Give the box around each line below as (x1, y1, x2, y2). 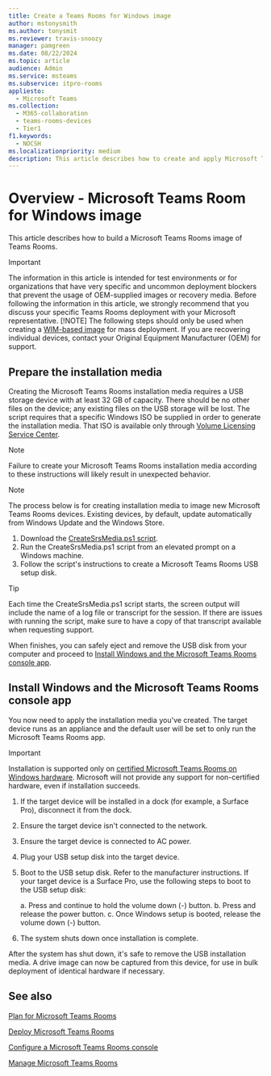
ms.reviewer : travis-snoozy (8, 34, 103, 43)
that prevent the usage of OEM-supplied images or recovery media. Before (8, 290, 256, 300)
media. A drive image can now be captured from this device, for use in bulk (8, 957, 258, 967)
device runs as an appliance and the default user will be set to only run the (8, 724, 256, 733)
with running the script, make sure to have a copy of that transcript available (8, 616, 262, 626)
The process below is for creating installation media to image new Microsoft (8, 501, 261, 510)
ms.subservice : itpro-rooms (8, 79, 103, 87)
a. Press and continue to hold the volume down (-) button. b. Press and (19, 900, 256, 910)
